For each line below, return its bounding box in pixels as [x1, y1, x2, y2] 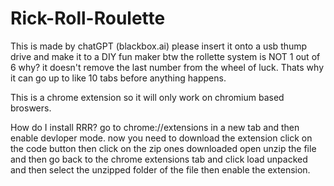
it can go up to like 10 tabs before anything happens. [10, 72, 227, 84]
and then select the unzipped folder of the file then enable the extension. [10, 163, 311, 176]
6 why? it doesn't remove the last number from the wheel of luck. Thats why [10, 61, 325, 73]
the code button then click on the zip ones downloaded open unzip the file [10, 142, 317, 154]
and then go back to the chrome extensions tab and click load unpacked [10, 153, 308, 165]
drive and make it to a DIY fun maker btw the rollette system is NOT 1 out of [10, 50, 321, 62]
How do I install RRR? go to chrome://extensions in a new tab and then [10, 121, 300, 133]
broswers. [10, 102, 52, 114]
